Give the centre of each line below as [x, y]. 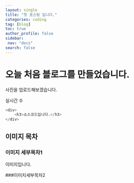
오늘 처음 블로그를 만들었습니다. [68, 74]
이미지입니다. [18, 164]
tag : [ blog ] [18, 24]
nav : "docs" [20, 43]
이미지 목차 [22, 136]
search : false [20, 48]
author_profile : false [29, 34]
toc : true [16, 29]
